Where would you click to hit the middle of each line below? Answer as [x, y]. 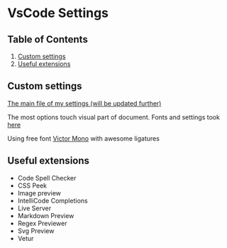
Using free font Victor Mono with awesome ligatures [83, 138]
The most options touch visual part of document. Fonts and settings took [113, 117]
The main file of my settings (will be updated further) [84, 103]
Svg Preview [36, 231]
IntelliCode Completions [52, 200]
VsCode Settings [58, 13]
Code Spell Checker [47, 178]
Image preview [39, 193]
